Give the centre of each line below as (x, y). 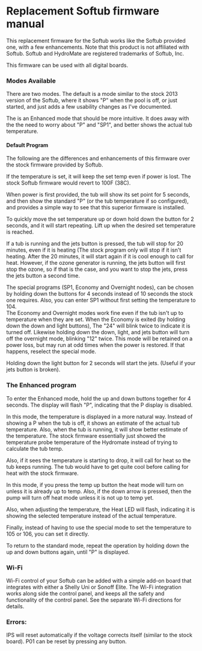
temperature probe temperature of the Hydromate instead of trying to (92, 442)
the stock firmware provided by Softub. (55, 165)
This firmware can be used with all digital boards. (67, 65)
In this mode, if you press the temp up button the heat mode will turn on (95, 484)
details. (15, 606)
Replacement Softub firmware (83, 11)
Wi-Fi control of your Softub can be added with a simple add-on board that (99, 581)
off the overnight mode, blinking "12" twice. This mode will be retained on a (99, 338)
